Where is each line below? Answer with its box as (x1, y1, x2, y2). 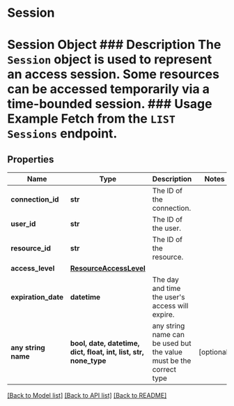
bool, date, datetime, (70, 338, 140, 348)
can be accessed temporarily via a (7, 82, 210, 97)
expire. (152, 310, 175, 319)
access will (152, 301, 189, 311)
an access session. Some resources (7, 66, 219, 82)
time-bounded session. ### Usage (7, 96, 212, 112)
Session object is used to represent (7, 52, 212, 68)
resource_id (10, 243, 51, 253)
